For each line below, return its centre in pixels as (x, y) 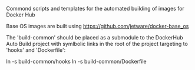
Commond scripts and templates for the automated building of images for (95, 9)
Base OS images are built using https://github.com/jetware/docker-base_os (97, 26)
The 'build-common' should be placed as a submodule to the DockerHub (95, 37)
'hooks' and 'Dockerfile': (36, 50)
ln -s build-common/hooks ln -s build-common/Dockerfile (77, 61)
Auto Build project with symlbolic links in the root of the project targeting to (97, 44)
